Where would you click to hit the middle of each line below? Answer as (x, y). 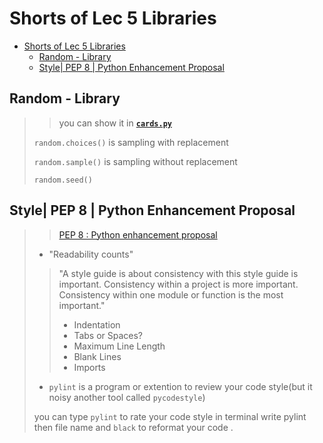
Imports (89, 367)
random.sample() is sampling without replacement (135, 161)
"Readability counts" (91, 254)
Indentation (97, 324)
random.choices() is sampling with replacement (131, 142)
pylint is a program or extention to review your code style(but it (180, 386)
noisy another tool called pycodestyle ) (127, 397)
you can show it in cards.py (115, 123)
